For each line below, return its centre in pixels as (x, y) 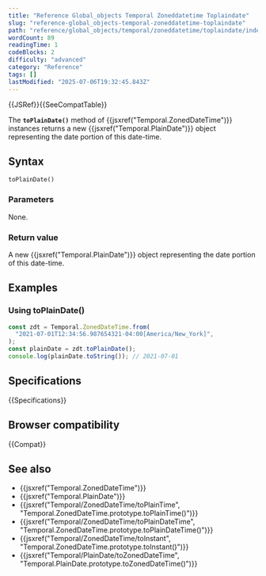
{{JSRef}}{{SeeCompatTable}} (58, 105)
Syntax (26, 161)
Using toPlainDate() (47, 311)
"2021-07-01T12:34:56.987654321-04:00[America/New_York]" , (115, 334)
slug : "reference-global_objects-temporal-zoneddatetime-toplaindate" (127, 23)
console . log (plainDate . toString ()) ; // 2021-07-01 (93, 357)
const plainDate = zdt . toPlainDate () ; (72, 349)
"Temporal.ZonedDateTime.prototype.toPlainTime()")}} (109, 513)
